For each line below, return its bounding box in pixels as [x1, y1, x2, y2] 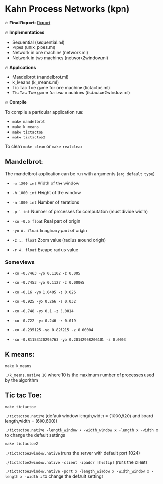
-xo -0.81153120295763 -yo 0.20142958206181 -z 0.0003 [12, 337, 126, 342]
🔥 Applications [5, 64, 36, 70]
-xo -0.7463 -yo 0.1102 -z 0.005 [12, 271, 81, 276]
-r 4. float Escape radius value [12, 246, 79, 253]
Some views [5, 258, 35, 265]
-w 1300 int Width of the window [12, 180, 80, 186]
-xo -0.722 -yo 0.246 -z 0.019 [12, 318, 76, 323]
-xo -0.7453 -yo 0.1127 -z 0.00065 [12, 280, 85, 285]
